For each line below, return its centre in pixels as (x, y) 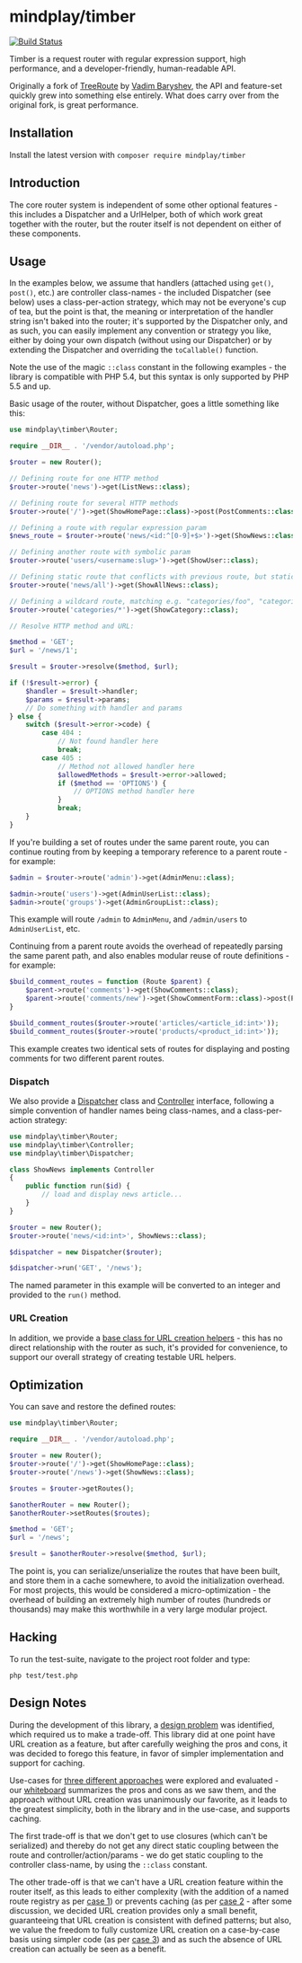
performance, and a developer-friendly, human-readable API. (123, 68)
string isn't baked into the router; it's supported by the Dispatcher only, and (149, 322)
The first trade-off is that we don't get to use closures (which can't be (138, 1835)
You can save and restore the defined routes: (93, 1407)
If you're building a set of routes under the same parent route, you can (139, 842)
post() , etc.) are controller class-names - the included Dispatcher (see (140, 293)
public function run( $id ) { (78, 1186)
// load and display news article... (112, 1195)
